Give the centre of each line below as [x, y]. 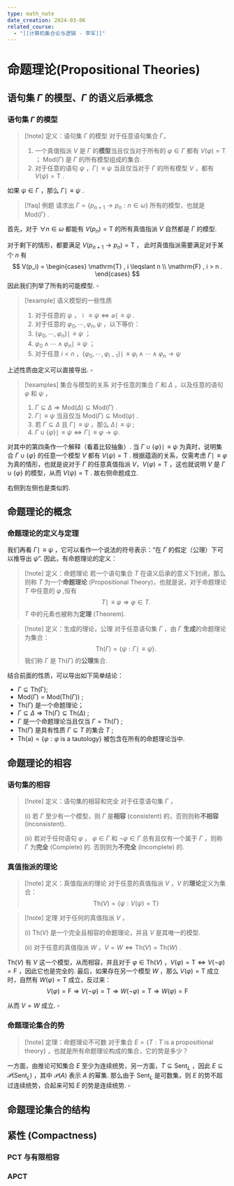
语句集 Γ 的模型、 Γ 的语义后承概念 [80, 97]
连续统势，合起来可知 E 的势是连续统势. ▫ [72, 1085]
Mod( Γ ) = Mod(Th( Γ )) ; [50, 697]
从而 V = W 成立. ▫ [33, 1006]
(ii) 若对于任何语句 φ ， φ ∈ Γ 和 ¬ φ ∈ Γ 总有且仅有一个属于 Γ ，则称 [124, 838]
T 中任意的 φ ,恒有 [50, 591]
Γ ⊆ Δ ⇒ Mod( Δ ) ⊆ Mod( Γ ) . [76, 407]
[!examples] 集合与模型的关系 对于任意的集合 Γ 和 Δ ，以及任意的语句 [124, 384]
